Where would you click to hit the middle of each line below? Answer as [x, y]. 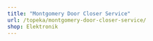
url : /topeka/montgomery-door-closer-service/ [77, 20]
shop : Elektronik [33, 26]
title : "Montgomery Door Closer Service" [69, 14]
